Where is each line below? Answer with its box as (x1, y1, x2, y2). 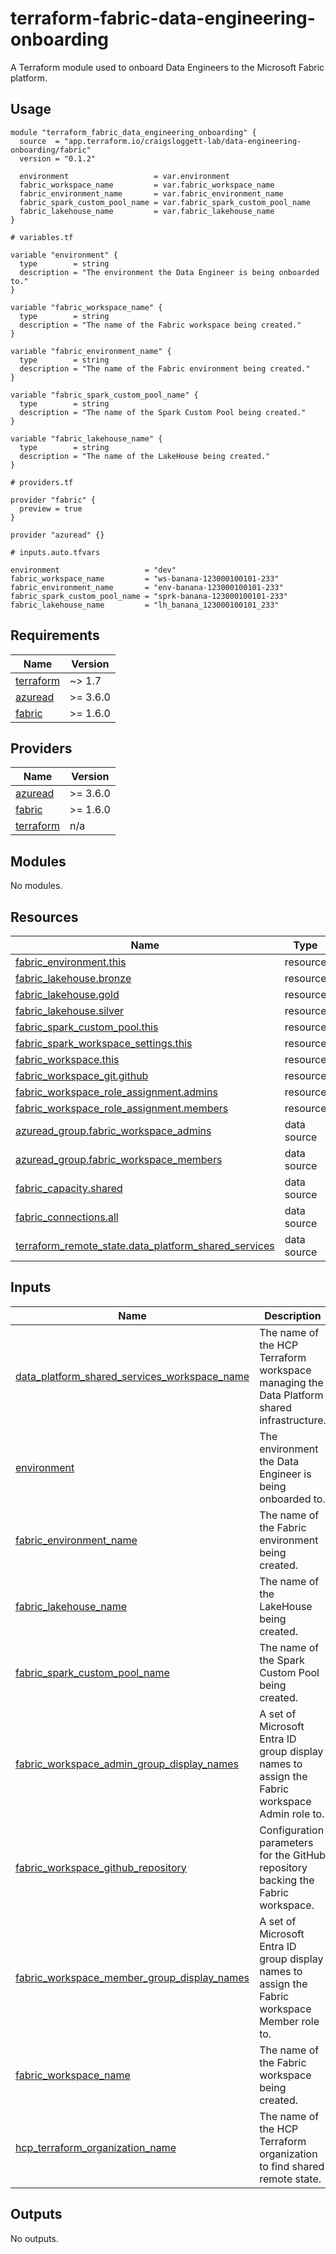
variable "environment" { (10, 250, 118, 260)
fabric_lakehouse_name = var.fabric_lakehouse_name (19, 206, 275, 216)
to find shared (259, 2159, 325, 2173)
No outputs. (10, 2232, 59, 2244)
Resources (10, 908, 79, 926)
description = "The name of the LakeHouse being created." (19, 451, 271, 461)
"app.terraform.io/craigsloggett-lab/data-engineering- (63, 136, 302, 146)
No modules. (10, 880, 63, 892)
